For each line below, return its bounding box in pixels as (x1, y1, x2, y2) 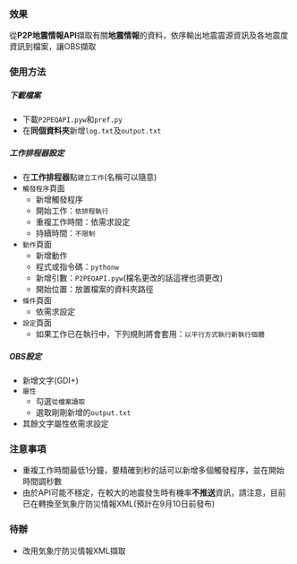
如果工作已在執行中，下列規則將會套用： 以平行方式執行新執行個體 (35, 329, 266, 340)
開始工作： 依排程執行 (35, 205, 109, 216)
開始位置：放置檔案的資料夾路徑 (35, 284, 154, 295)
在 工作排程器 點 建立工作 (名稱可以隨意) (21, 172, 157, 183)
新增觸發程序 (35, 195, 83, 205)
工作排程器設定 (9, 147, 64, 158)
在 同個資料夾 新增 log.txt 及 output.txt (21, 126, 162, 136)
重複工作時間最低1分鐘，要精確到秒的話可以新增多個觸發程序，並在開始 (21, 464, 284, 476)
